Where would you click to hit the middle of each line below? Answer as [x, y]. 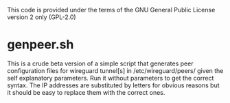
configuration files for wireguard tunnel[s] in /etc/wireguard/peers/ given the [115, 70]
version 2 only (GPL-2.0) [42, 17]
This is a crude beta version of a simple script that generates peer [100, 63]
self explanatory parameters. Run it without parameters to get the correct [111, 78]
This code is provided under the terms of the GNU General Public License [111, 10]
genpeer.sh [41, 45]
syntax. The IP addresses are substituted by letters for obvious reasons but [113, 85]
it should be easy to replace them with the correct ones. [86, 92]
